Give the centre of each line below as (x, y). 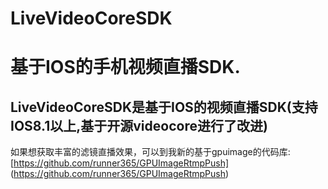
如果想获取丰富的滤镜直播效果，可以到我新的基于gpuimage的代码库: (150, 152)
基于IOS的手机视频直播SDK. (125, 67)
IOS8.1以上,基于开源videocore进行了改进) (139, 125)
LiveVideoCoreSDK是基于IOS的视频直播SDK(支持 (164, 107)
